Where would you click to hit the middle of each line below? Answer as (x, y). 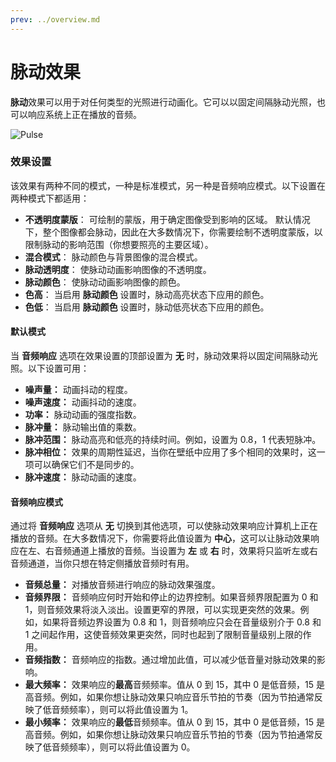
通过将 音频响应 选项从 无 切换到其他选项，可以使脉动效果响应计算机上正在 (164, 526)
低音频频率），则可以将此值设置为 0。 (119, 747)
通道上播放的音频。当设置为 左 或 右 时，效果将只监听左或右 (194, 551)
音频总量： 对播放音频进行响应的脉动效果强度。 (122, 585)
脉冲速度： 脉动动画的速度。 (83, 477)
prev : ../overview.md (55, 19)
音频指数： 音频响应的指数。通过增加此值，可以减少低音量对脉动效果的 (170, 660)
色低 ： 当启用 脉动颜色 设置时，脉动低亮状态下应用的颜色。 (147, 307)
